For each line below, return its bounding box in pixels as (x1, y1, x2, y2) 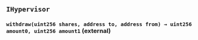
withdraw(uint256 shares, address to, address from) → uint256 (6, 21, 192, 28)
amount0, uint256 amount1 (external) (6, 27, 111, 35)
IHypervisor (6, 5, 50, 14)
